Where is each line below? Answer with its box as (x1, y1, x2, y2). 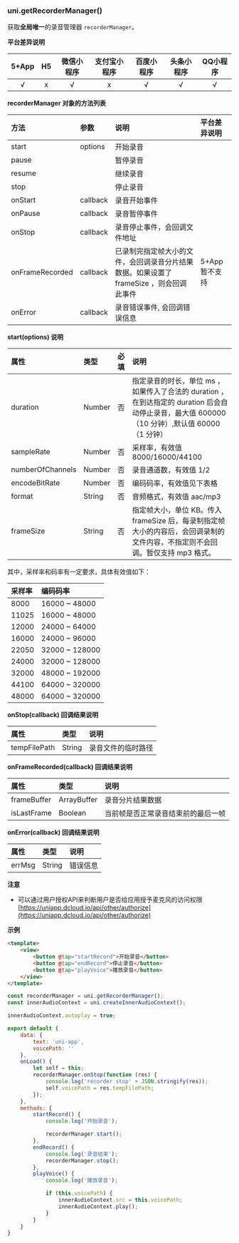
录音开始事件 (115, 195, 159, 205)
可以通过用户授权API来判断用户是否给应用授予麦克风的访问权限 (17, 895, 203, 904)
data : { (20, 1031, 43, 1038)
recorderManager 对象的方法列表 (7, 99, 107, 108)
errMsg (11, 860, 36, 870)
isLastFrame (11, 808, 52, 818)
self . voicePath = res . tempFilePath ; (45, 1084, 154, 1092)
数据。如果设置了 (115, 268, 173, 278)
